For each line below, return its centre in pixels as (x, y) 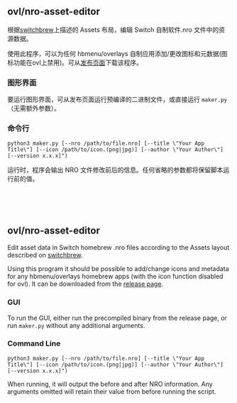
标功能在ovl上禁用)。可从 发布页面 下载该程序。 (75, 62)
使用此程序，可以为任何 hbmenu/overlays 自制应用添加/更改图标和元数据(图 (118, 53)
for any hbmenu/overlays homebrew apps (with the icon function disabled (115, 277)
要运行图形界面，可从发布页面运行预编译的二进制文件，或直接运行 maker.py (117, 99)
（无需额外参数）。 (34, 109)
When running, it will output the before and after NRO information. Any (110, 384)
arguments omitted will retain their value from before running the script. (112, 391)
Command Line (34, 343)
